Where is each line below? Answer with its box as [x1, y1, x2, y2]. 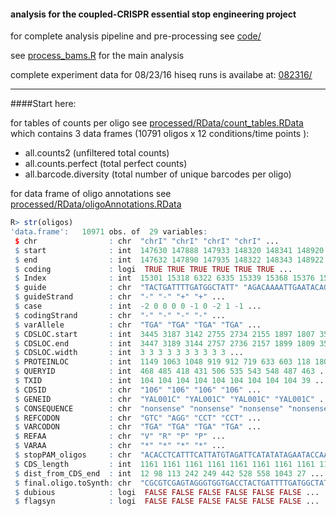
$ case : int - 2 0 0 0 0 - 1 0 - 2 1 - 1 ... [14, 301, 262, 312]
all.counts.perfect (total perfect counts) [24, 158, 188, 170]
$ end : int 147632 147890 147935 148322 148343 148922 [14, 255, 325, 265]
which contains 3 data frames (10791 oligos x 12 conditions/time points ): [10, 128, 310, 140]
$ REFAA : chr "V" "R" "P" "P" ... [14, 431, 226, 442]
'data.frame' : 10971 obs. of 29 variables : [10, 227, 208, 237]
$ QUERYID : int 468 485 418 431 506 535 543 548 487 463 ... [14, 366, 333, 377]
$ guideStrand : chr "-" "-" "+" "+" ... [14, 292, 226, 302]
